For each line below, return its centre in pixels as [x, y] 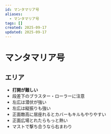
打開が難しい [25, 90]
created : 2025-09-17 [26, 28]
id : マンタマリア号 [22, 10]
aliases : [14, 14]
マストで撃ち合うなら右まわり [42, 126]
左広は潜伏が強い [29, 102]
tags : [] [14, 23]
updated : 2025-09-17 [26, 32]
